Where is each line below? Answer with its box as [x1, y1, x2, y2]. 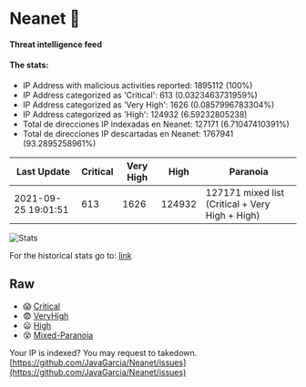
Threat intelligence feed [9, 38, 103, 49]
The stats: [9, 59, 49, 71]
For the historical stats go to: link [9, 250, 132, 260]
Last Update [16, 165, 71, 178]
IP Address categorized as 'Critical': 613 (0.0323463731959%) [22, 89, 258, 100]
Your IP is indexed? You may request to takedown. [9, 347, 198, 358]
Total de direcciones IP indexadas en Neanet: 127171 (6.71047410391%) [22, 118, 290, 129]
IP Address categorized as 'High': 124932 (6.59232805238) [22, 108, 248, 119]
